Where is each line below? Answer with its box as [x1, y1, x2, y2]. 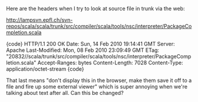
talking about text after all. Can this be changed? [6, 90, 124, 96]
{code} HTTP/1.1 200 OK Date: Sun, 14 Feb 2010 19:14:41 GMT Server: [6, 41, 175, 47]
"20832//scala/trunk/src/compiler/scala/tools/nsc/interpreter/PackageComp [6, 53, 192, 60]
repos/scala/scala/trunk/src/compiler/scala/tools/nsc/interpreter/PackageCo [6, 23, 192, 29]
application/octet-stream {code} [6, 65, 84, 73]
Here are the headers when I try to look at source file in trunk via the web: [6, 5, 185, 12]
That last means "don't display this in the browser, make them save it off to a [6, 77, 192, 84]
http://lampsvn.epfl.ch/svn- [6, 17, 73, 23]
